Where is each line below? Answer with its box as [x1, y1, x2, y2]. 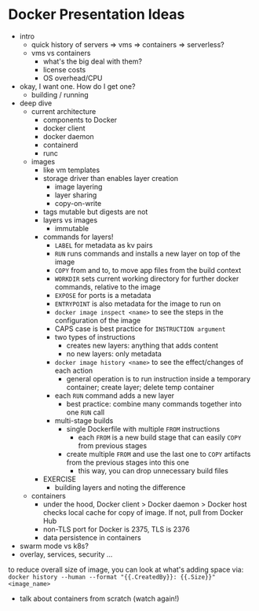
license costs [42, 64, 86, 74]
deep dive [19, 98, 53, 108]
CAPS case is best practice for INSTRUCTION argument [54, 324, 226, 333]
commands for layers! [42, 232, 114, 241]
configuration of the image [54, 315, 141, 325]
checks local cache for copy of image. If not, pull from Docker [42, 507, 243, 517]
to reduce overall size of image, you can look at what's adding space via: [8, 565, 244, 574]
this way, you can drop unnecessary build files [78, 466, 229, 475]
